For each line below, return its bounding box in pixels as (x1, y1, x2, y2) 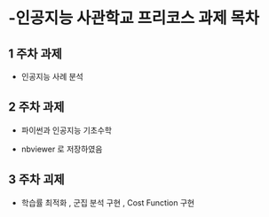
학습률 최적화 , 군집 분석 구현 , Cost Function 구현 (20, 197, 195, 208)
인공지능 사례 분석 (20, 72, 83, 81)
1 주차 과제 (8, 46, 63, 61)
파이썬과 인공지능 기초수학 (20, 125, 113, 136)
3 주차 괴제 (8, 172, 65, 187)
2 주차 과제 (8, 99, 65, 115)
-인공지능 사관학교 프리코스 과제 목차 (8, 8, 259, 28)
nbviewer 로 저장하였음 (20, 143, 103, 154)
